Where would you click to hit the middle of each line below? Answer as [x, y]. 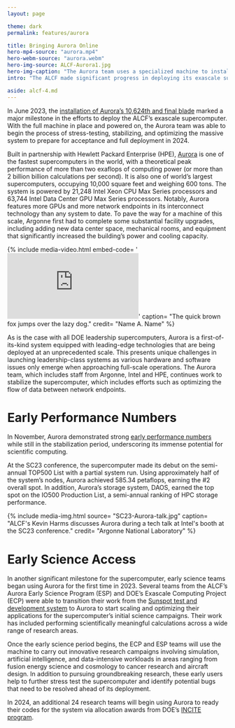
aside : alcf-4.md [33, 91]
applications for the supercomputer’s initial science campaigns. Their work [115, 616]
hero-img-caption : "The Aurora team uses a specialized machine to [108, 71]
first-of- [213, 337]
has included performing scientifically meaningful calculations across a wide [117, 623]
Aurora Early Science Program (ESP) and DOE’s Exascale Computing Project [117, 594]
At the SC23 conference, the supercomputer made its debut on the [104, 465]
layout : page [26, 14]
